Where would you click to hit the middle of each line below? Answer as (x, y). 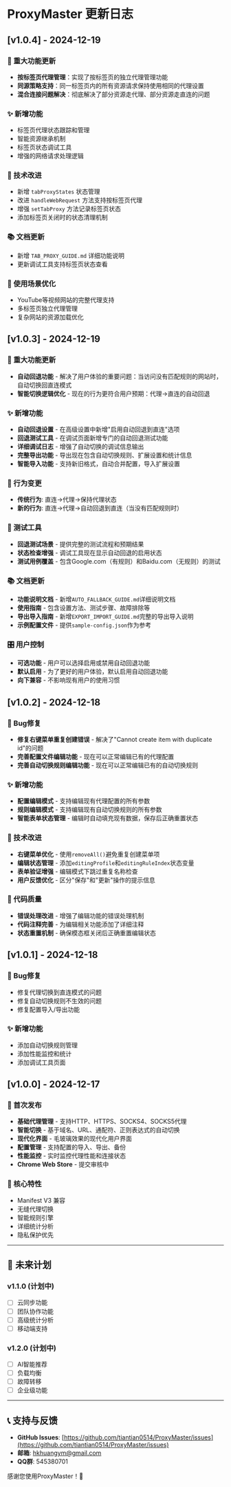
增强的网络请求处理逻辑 (50, 156)
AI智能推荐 (32, 1365)
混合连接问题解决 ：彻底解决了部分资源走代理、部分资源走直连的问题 (113, 94)
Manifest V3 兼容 (41, 1200)
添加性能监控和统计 (44, 1053)
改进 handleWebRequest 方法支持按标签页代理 (80, 200)
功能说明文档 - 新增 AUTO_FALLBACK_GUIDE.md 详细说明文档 (96, 599)
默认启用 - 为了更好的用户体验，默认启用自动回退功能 (92, 672)
